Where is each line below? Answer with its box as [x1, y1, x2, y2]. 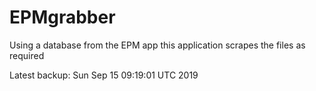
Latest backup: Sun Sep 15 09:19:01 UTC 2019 [9, 69, 199, 81]
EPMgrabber [9, 6, 116, 29]
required [9, 49, 45, 61]
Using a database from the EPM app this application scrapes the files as [9, 39, 306, 51]
